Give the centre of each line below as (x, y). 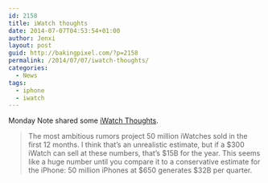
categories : (28, 68)
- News (27, 75)
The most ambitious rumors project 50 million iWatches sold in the (138, 136)
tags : (17, 83)
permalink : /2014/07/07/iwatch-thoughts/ (79, 61)
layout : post (30, 46)
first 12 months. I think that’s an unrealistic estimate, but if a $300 (136, 144)
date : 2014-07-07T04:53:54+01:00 (64, 31)
